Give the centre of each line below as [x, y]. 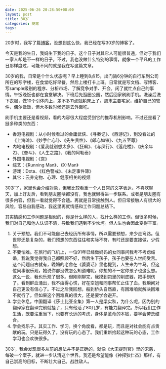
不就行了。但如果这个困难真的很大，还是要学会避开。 [66, 295]
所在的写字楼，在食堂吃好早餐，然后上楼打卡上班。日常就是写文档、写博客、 [83, 82]
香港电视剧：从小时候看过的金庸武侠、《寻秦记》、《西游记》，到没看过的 [84, 134]
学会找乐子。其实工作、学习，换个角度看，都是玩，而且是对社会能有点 [84, 326]
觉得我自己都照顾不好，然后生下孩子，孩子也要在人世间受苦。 [97, 258]
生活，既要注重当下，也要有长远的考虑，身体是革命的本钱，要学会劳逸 [84, 314]
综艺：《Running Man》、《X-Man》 [45, 165]
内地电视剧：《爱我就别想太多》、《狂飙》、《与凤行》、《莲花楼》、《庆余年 [83, 147]
